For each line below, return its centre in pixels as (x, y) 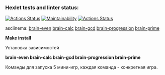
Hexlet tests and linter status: (42, 8)
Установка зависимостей (32, 48)
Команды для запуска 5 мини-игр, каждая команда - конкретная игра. (81, 67)
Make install (18, 38)
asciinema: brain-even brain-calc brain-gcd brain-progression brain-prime (82, 28)
